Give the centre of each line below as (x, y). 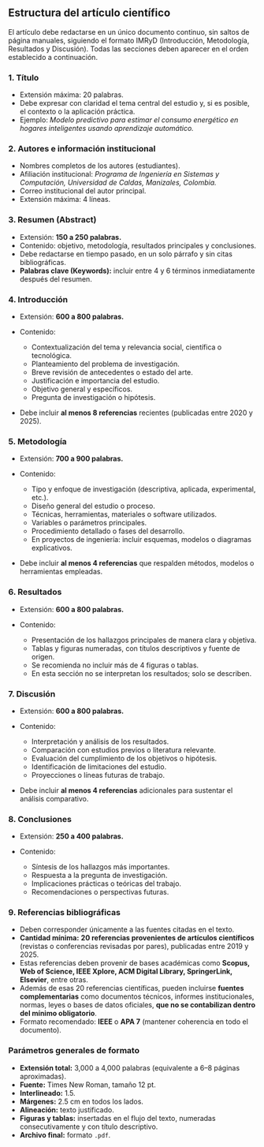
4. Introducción (38, 299)
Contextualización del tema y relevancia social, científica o (126, 347)
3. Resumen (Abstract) (52, 220)
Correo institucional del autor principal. (83, 191)
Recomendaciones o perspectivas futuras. (100, 892)
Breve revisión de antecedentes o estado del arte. (112, 372)
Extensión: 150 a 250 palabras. (71, 237)
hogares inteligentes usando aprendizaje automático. (107, 129)
